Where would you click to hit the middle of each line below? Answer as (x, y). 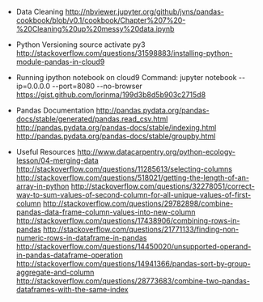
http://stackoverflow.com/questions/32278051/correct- (163, 186)
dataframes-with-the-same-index (72, 289)
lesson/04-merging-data (57, 160)
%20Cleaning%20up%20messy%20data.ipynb (95, 29)
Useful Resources (46, 152)
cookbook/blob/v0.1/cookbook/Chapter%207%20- (101, 20)
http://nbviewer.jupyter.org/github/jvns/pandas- (145, 12)
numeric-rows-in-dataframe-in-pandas (81, 238)
